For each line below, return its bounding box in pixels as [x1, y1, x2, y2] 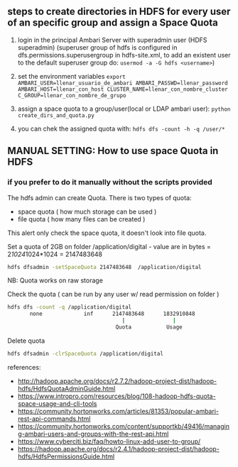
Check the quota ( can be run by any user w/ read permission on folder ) [7, 290, 220, 299]
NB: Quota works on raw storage [7, 276, 103, 285]
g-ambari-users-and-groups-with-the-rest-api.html [17, 429, 169, 438]
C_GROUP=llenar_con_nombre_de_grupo [17, 92, 126, 99]
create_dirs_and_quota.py [17, 111, 94, 119]
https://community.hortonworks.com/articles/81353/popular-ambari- [17, 407, 219, 415]
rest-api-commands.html [17, 414, 91, 423]
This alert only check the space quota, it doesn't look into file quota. [7, 229, 207, 237]
